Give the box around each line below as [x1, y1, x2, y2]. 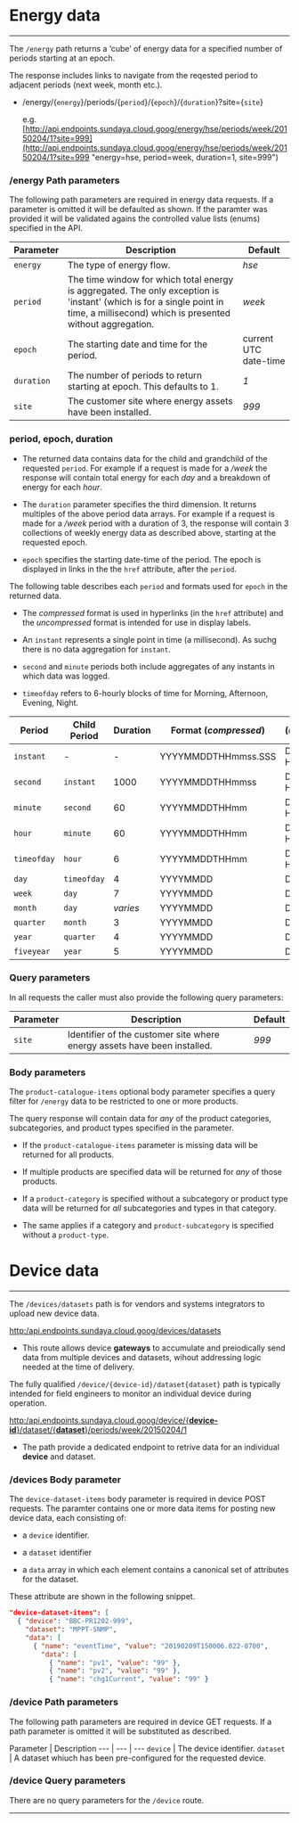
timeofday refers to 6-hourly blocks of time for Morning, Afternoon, [21, 687, 269, 698]
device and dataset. [21, 1451, 96, 1462]
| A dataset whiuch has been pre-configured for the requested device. [9, 1753, 267, 1763]
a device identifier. [21, 1530, 91, 1540]
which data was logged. [21, 670, 110, 681]
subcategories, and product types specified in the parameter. [9, 1122, 234, 1133]
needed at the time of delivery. [21, 1361, 135, 1373]
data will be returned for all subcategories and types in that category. [21, 1203, 277, 1213]
